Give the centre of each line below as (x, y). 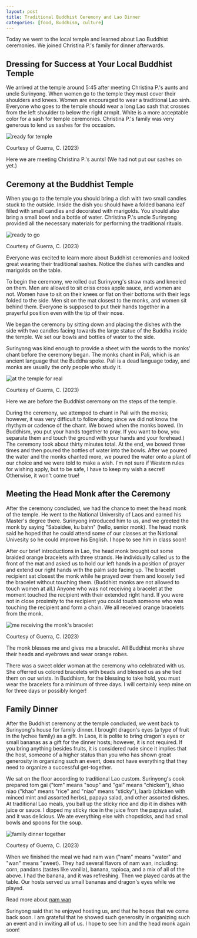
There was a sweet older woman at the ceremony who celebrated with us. (96, 665)
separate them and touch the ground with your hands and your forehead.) (96, 438)
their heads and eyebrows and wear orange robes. (67, 654)
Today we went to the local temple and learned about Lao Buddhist (87, 40)
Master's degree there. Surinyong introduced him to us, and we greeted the (98, 521)
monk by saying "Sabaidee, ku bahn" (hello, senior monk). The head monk (96, 527)
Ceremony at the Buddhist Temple (70, 184)
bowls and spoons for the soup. (44, 822)
